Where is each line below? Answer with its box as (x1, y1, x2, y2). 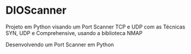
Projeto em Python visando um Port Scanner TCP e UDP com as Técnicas (5, 23, 186, 30)
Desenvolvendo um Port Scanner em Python (5, 41, 114, 48)
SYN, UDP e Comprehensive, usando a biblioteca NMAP (5, 29, 143, 36)
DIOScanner (5, 4, 66, 17)
